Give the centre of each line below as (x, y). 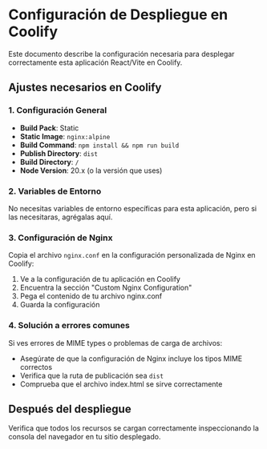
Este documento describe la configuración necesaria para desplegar (121, 54)
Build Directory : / (49, 162)
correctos (36, 367)
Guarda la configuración (60, 305)
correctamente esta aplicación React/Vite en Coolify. (95, 62)
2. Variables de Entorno (55, 191)
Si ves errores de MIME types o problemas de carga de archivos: (115, 343)
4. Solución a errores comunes (69, 326)
